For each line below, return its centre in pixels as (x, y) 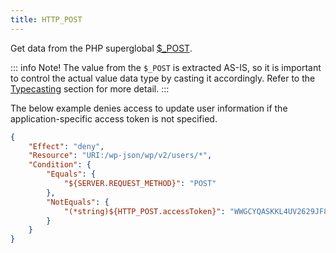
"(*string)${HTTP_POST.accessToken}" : (144, 211)
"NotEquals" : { (78, 202)
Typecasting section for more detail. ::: (90, 88)
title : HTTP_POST (46, 19)
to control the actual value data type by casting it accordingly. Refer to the (163, 78)
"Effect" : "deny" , (66, 146)
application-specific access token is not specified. (114, 118)
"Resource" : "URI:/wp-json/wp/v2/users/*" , (120, 156)
